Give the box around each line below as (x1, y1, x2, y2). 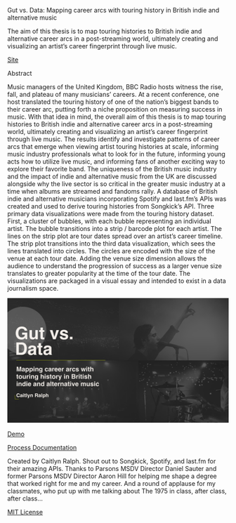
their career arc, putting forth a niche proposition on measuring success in (7, 105, 223, 113)
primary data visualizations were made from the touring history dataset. (7, 210, 214, 218)
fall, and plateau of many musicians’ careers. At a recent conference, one (7, 91, 220, 98)
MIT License (7, 508, 44, 516)
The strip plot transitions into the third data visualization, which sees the (7, 239, 216, 248)
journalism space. (7, 284, 59, 292)
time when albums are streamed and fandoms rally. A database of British (7, 187, 218, 195)
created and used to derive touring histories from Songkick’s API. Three (7, 202, 214, 210)
